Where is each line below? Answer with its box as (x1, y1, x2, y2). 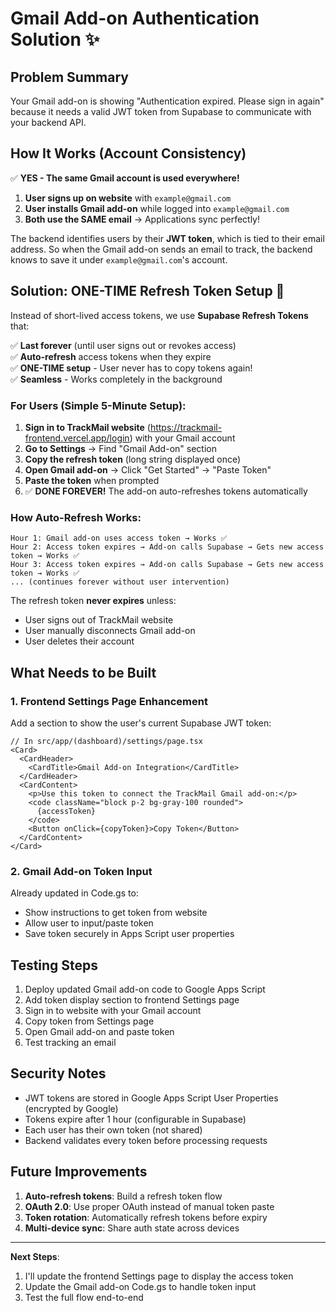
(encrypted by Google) (24, 1102, 119, 1114)
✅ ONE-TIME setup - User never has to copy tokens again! (10, 362, 253, 374)
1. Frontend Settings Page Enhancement (10, 694, 208, 708)
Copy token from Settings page (24, 1015, 155, 1027)
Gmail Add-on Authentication (10, 7, 260, 30)
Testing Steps (10, 957, 99, 974)
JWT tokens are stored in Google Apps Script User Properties (24, 1092, 279, 1104)
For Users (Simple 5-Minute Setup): (10, 398, 187, 412)
